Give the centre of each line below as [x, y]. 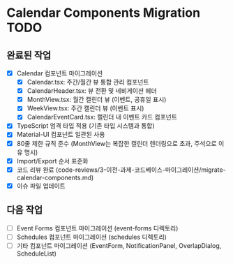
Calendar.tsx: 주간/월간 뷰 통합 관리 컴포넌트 [88, 82]
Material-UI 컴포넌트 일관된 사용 [61, 135]
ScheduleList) [37, 254]
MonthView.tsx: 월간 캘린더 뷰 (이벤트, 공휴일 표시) [97, 100]
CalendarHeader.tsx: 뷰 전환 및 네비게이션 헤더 [92, 91]
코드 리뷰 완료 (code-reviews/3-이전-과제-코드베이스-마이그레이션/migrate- [121, 170]
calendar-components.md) [55, 177]
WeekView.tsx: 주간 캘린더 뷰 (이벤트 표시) [85, 108]
